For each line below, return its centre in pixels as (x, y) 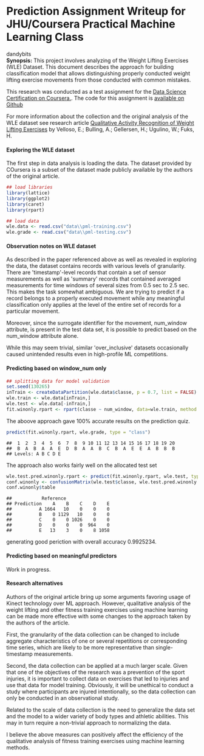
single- (164, 647)
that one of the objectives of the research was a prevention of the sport (96, 672)
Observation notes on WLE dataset (51, 246)
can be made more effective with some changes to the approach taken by (99, 616)
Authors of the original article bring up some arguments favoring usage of (99, 597)
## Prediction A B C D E (58, 504)
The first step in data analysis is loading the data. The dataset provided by (99, 163)
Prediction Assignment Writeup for (96, 11)
